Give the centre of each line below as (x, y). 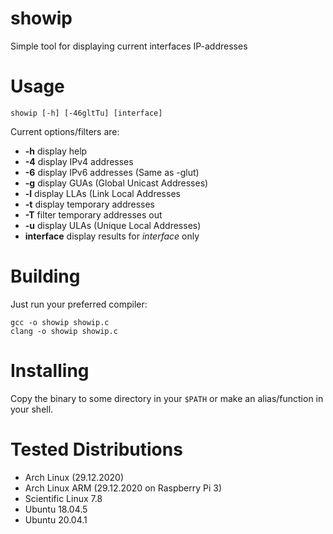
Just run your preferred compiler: (79, 304)
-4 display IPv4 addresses (79, 161)
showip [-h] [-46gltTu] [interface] (86, 113)
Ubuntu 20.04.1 (56, 519)
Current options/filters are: (65, 131)
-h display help (56, 151)
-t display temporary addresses (89, 204)
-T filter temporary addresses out (93, 214)
